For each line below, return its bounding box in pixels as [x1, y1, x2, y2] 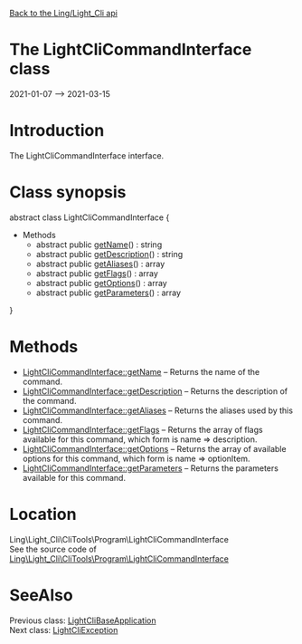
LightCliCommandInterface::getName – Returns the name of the [22, 366, 260, 377]
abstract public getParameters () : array [35, 287, 182, 298]
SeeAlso [9, 584, 74, 605]
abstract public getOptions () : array [35, 277, 167, 288]
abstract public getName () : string [35, 239, 163, 250]
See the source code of [9, 543, 98, 554]
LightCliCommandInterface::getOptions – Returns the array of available [22, 443, 287, 454]
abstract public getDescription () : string [35, 248, 184, 259]
